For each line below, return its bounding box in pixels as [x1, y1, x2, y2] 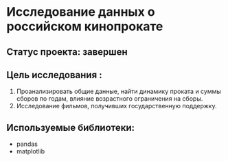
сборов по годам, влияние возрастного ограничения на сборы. [16, 95, 203, 103]
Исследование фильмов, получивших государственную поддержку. [16, 102, 217, 110]
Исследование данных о [6, 4, 155, 20]
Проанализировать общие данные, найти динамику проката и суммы [16, 87, 221, 96]
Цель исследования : [6, 69, 102, 81]
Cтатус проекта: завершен [6, 46, 128, 58]
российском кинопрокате [6, 18, 163, 34]
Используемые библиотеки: [6, 121, 135, 134]
